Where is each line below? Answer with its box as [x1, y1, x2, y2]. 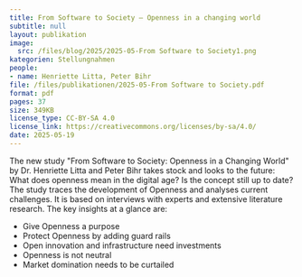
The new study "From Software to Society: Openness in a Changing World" [9, 155, 289, 166]
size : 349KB [9, 106, 54, 115]
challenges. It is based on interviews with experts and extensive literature [9, 193, 283, 204]
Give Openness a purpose [22, 220, 120, 231]
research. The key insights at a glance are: [9, 203, 168, 214]
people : [9, 64, 39, 73]
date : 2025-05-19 [9, 131, 75, 140]
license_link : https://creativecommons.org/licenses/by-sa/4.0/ [9, 123, 257, 132]
